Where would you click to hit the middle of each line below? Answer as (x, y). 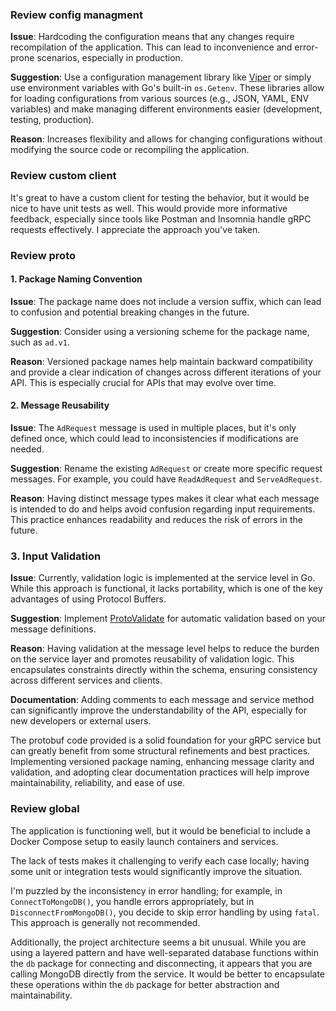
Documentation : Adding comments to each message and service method (162, 700)
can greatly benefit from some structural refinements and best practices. (160, 751)
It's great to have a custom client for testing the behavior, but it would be (160, 197)
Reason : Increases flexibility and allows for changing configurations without (166, 139)
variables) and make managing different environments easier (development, (166, 109)
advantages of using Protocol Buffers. (88, 599)
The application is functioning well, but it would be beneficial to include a (160, 830)
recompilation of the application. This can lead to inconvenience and (151, 47)
